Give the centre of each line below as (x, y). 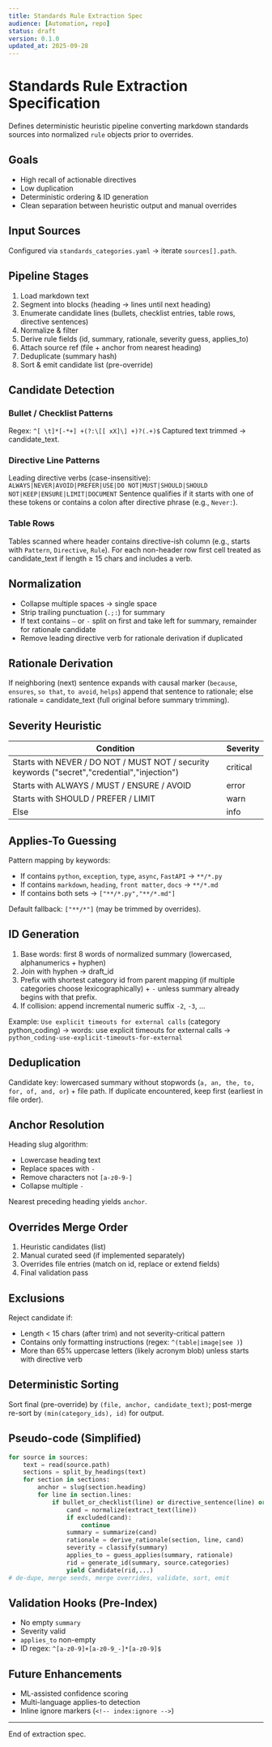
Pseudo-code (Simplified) (75, 1438)
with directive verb (51, 1359)
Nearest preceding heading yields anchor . (78, 1202)
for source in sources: (49, 1457)
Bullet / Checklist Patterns (61, 413)
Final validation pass (54, 1273)
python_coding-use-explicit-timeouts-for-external (96, 1038)
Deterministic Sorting (64, 1385)
